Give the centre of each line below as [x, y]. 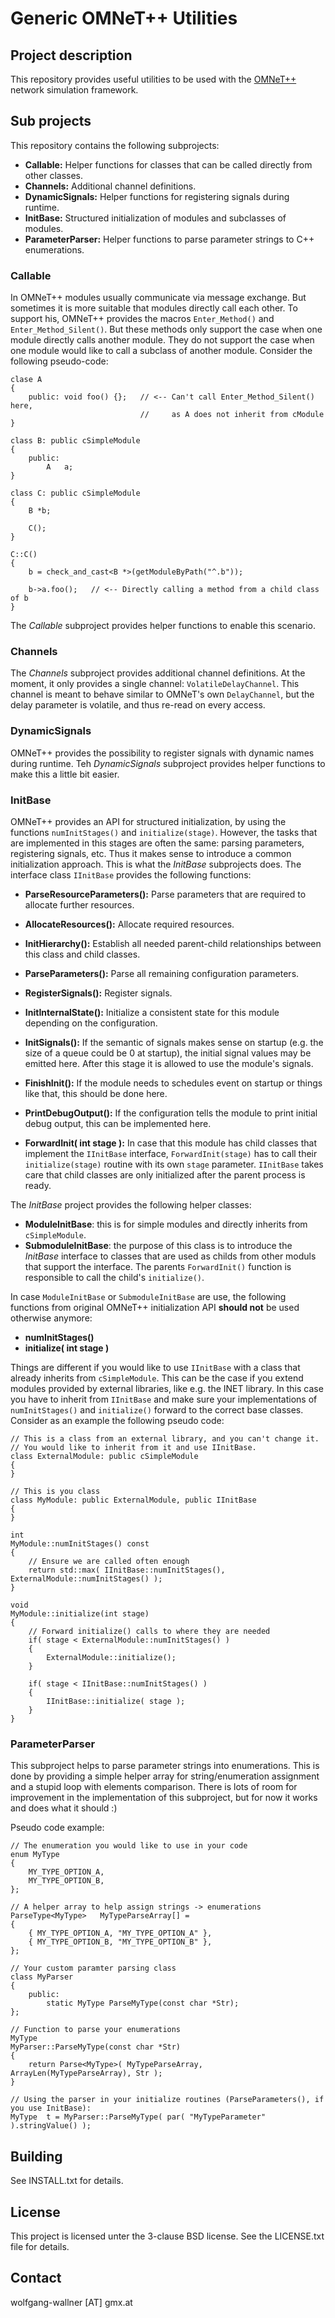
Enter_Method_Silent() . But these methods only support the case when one [166, 329]
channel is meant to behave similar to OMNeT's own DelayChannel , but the [162, 694]
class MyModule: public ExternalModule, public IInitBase [133, 1500]
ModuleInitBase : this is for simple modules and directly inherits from [166, 1224]
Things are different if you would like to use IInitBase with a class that [155, 1367]
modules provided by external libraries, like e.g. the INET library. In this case [167, 1388]
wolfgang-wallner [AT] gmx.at [71, 2302]
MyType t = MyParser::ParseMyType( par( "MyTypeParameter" [138, 2117]
